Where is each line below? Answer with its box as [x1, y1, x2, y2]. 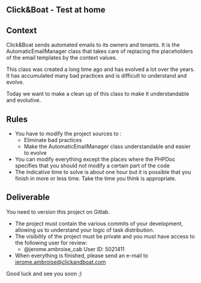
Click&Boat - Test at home [6, 5, 106, 15]
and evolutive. [6, 96, 41, 104]
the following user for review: [14, 239, 88, 246]
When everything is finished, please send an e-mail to [14, 252, 149, 259]
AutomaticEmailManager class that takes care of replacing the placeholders [6, 48, 193, 55]
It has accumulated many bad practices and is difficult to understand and [6, 72, 187, 79]
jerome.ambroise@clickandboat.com [14, 258, 106, 266]
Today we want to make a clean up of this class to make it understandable [6, 90, 190, 98]
